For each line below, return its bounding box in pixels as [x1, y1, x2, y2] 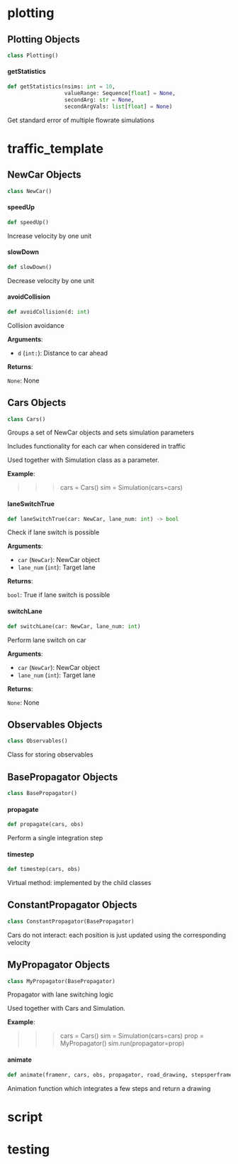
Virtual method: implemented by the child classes [7, 879, 152, 887]
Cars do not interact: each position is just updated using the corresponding [7, 930, 227, 939]
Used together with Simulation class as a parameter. [7, 456, 159, 464]
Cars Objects [7, 397, 67, 409]
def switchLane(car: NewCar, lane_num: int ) [7, 622, 141, 630]
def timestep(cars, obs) [7, 866, 81, 873]
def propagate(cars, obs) [7, 821, 84, 828]
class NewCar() [7, 187, 52, 194]
